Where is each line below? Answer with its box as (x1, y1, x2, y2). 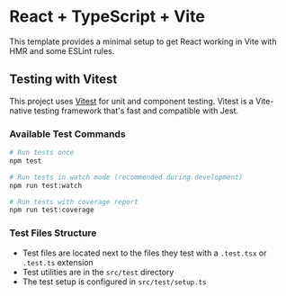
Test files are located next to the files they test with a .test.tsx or (22, 247, 267, 258)
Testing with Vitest (9, 72, 118, 87)
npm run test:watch (9, 181, 83, 190)
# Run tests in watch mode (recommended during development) (9, 173, 244, 182)
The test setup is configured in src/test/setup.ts (22, 276, 207, 287)
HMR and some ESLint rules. (9, 45, 115, 56)
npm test (9, 156, 42, 166)
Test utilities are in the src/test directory (22, 266, 174, 277)
